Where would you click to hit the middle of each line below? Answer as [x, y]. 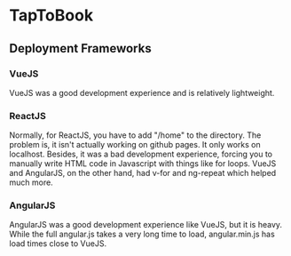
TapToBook [51, 16]
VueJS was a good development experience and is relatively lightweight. [142, 92]
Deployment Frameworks [81, 48]
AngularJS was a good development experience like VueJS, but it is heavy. [145, 225]
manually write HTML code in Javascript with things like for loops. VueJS [143, 164]
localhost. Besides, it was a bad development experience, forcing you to [141, 154]
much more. [31, 182]
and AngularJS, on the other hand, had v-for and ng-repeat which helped [143, 173]
